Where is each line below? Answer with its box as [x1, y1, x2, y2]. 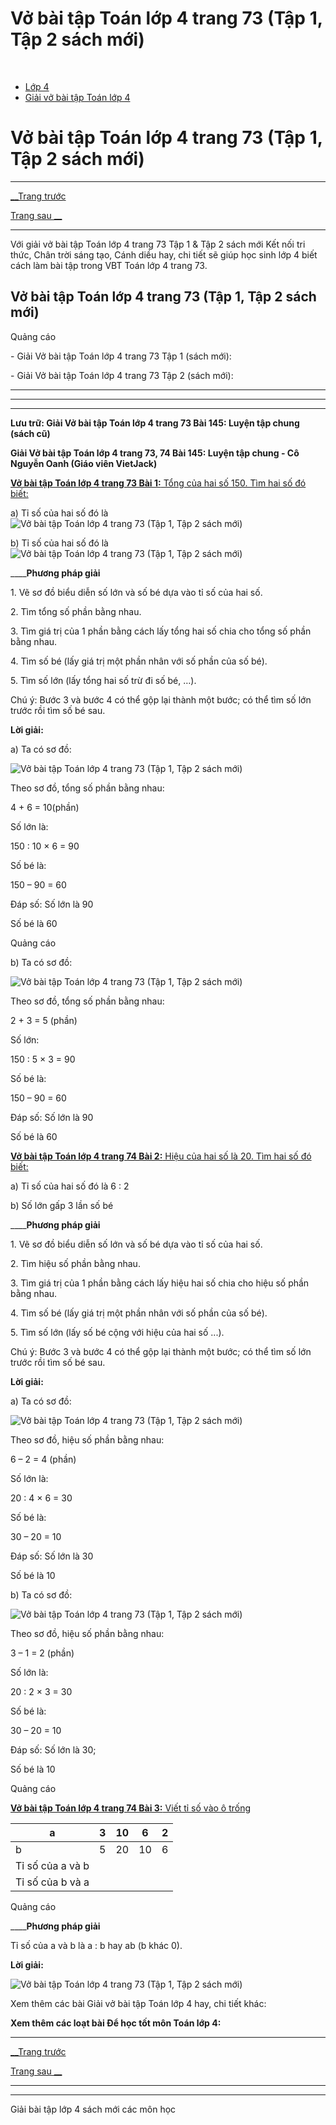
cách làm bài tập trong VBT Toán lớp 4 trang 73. [10, 259, 208, 271]
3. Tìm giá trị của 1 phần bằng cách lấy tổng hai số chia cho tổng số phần [10, 625, 312, 637]
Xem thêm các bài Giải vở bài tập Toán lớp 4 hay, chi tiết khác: [10, 1997, 267, 2009]
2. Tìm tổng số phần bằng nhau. [10, 605, 142, 617]
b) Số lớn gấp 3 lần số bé [10, 1199, 114, 1211]
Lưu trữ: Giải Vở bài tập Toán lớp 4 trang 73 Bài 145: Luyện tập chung [10, 417, 300, 429]
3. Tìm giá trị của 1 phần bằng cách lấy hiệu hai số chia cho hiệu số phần [10, 1277, 310, 1289]
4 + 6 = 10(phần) [10, 801, 80, 813]
